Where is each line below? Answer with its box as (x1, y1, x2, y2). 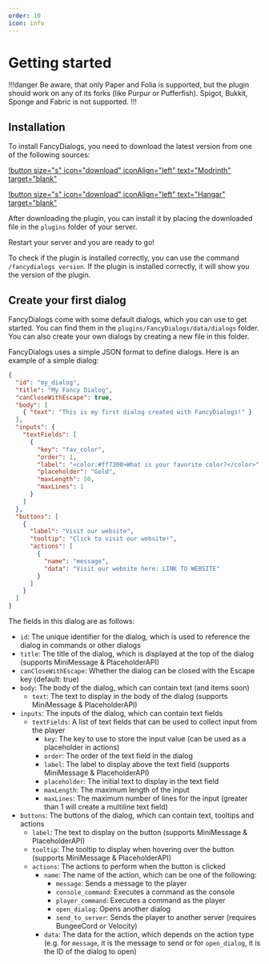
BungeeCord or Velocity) (55, 922, 138, 931)
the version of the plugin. (8, 270, 91, 280)
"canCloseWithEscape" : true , (15, 393, 113, 401)
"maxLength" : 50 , (37, 476, 94, 484)
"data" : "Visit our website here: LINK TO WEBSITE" (43, 564, 220, 572)
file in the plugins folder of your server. (8, 222, 138, 232)
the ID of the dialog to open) (43, 946, 138, 957)
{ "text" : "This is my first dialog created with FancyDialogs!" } (22, 408, 252, 416)
